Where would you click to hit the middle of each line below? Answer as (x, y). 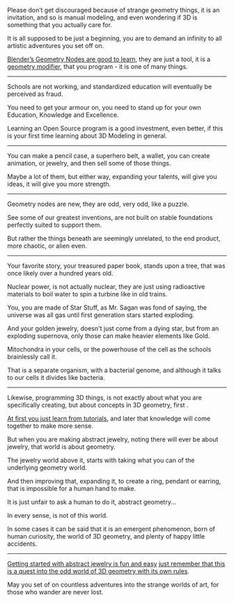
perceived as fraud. (35, 94)
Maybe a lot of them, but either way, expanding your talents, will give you (112, 176)
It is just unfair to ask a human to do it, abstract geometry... (92, 502)
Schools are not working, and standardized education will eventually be (110, 87)
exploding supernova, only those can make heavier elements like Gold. (109, 336)
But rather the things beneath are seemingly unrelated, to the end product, (114, 238)
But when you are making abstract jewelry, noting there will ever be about (113, 439)
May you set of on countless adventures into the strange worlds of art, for (113, 585)
